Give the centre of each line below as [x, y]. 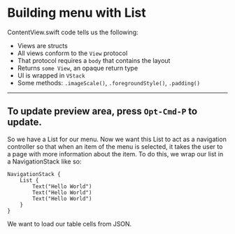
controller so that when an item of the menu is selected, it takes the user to [115, 146]
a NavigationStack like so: [44, 161]
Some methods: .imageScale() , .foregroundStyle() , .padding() [109, 82]
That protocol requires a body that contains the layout [94, 60]
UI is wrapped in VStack [51, 75]
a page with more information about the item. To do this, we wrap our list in [115, 154]
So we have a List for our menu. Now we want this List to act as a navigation [117, 139]
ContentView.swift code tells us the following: [73, 32]
